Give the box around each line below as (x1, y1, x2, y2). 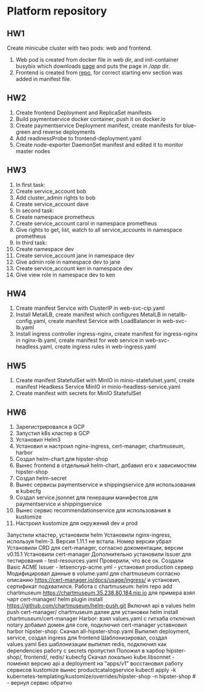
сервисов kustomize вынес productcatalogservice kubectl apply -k (7, 667, 176, 674)
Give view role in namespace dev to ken (15, 271, 116, 278)
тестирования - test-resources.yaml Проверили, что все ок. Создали (7, 557, 184, 564)
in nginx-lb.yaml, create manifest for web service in (15, 337, 144, 344)
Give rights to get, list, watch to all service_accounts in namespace (15, 226, 182, 233)
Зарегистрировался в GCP (15, 423, 85, 431)
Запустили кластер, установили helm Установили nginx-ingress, (7, 531, 172, 539)
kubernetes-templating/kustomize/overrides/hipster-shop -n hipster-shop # (7, 673, 196, 680)
